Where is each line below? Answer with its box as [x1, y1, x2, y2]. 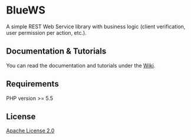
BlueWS [6, 4, 46, 17]
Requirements [6, 79, 59, 89]
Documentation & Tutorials [6, 46, 107, 56]
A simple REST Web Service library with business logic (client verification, [6, 23, 186, 30]
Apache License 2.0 [6, 127, 55, 134]
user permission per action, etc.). [6, 29, 87, 36]
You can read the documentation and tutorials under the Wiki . [6, 62, 156, 69]
